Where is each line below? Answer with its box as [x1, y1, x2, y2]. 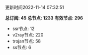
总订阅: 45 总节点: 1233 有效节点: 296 [5, 15, 83, 21]
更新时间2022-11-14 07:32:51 [5, 4, 64, 10]
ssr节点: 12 [12, 25, 35, 31]
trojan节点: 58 [12, 38, 41, 44]
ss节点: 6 [12, 44, 31, 50]
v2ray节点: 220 [12, 32, 44, 37]
